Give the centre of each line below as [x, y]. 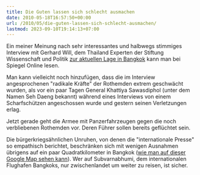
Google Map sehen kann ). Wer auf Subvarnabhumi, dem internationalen [97, 159]
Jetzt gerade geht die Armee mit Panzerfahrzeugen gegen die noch [91, 122]
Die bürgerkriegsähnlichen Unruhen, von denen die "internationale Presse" [100, 140]
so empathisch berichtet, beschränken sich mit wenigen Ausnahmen [92, 146]
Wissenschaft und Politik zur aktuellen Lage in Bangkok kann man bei [94, 59]
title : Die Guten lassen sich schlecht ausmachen [71, 12]
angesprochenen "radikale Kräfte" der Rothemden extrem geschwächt [95, 84]
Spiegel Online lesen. [33, 66]
